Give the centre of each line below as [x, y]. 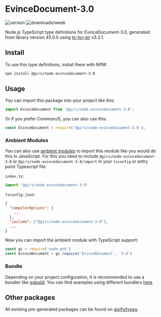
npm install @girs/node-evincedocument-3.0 [50, 73]
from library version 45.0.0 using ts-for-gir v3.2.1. [55, 37]
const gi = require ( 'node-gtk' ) [38, 249]
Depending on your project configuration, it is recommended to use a [75, 277]
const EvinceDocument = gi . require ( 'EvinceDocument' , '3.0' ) [69, 254]
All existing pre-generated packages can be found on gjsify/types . [72, 309]
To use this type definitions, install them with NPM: [56, 64]
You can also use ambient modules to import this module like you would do [80, 151]
